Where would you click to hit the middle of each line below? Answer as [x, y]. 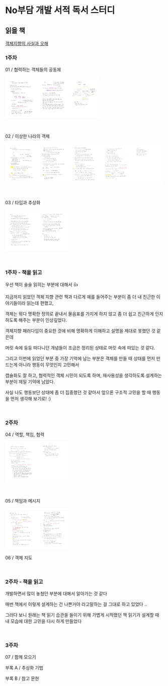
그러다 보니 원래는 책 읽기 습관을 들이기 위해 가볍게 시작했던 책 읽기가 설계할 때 [82, 615]
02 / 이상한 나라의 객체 [28, 136]
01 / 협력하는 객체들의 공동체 [33, 70]
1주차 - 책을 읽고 [24, 273]
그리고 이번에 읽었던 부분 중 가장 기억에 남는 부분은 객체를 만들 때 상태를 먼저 [80, 358]
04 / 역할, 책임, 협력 [25, 435]
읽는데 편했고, [40, 303]
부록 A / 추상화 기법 [24, 668]
